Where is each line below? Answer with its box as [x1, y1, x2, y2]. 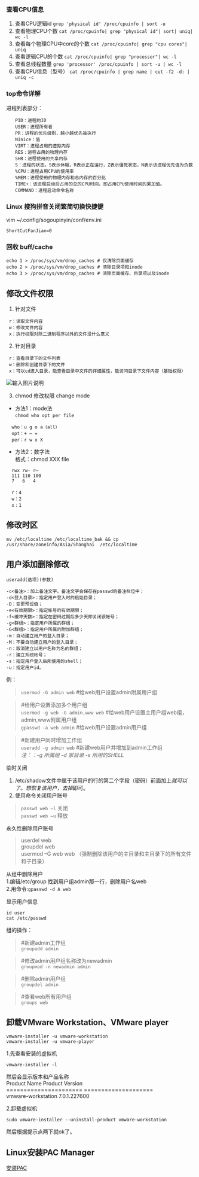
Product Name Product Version [6, 1080, 83, 1087]
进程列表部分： [6, 104, 43, 111]
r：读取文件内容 [8, 318, 43, 324]
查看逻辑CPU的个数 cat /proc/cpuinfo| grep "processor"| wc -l [14, 53, 177, 60]
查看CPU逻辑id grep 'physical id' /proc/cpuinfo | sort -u [14, 20, 166, 28]
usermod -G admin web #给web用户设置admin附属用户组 [20, 688, 158, 695]
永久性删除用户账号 [6, 825, 54, 832]
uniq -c [14, 75, 34, 81]
